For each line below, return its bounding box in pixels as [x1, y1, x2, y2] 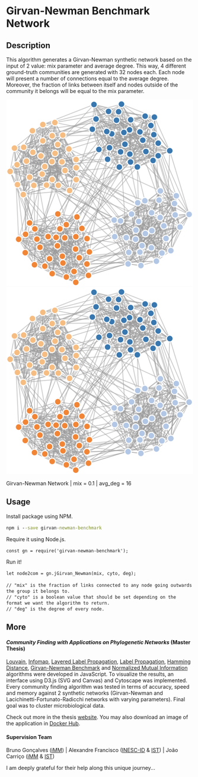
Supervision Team [6, 733, 52, 740]
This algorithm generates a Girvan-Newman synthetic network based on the [6, 56, 192, 63]
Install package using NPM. [6, 513, 73, 520]
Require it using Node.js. [6, 535, 66, 543]
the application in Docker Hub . [6, 720, 81, 727]
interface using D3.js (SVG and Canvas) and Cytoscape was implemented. [6, 677, 188, 684]
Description [6, 40, 50, 50]
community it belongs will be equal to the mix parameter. [6, 88, 145, 94]
